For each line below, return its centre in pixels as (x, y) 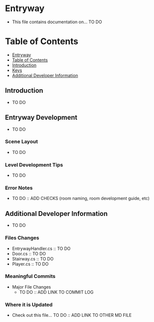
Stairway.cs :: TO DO (33, 259)
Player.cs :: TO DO (30, 264)
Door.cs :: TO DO (29, 253)
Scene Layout (22, 142)
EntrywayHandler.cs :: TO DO (41, 248)
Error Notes (19, 188)
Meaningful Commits (30, 276)
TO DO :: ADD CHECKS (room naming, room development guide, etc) (81, 199)
